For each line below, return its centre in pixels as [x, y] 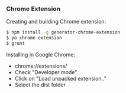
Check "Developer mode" [46, 72]
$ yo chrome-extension [34, 38]
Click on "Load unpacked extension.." [61, 78]
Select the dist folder [40, 85]
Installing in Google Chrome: [41, 54]
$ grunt [16, 44]
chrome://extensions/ [41, 66]
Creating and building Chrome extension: [56, 22]
